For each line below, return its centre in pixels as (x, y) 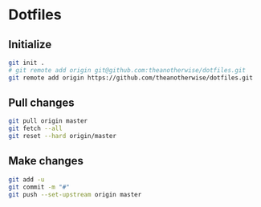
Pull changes (41, 103)
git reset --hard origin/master (62, 136)
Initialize (30, 45)
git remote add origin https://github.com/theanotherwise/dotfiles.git (130, 78)
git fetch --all (35, 129)
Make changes (46, 161)
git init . (27, 63)
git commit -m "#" (39, 187)
